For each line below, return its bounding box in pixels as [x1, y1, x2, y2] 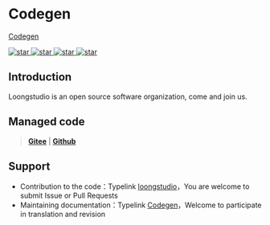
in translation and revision [19, 210, 106, 219]
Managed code [8, 115, 85, 129]
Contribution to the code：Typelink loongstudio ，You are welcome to [19, 182, 250, 191]
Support [8, 159, 51, 173]
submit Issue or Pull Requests [19, 190, 118, 201]
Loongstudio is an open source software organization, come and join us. [8, 92, 247, 101]
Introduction [8, 70, 72, 84]
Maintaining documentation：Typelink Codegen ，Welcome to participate [19, 200, 262, 210]
